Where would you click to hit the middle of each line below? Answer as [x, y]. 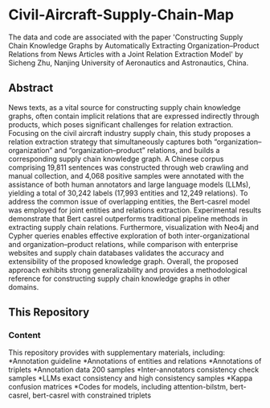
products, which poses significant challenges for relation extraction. [121, 124]
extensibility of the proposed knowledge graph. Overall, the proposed [123, 261]
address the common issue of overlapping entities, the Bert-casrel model [129, 201]
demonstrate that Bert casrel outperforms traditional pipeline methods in [128, 218]
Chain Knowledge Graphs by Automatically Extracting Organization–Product [134, 45]
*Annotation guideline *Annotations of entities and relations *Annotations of [135, 361]
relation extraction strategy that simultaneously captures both [110, 142]
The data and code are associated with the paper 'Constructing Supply [126, 37]
